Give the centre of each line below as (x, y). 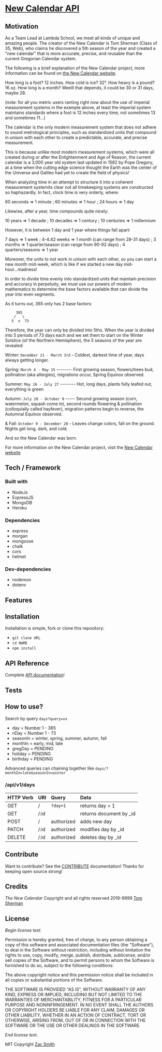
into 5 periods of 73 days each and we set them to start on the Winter (74, 335)
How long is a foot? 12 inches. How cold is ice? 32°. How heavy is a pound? (80, 82)
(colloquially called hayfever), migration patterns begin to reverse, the (74, 409)
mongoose (23, 541)
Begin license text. (23, 930)
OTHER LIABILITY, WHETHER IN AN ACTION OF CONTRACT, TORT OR (75, 1015)
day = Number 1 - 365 (34, 728)
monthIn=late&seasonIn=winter (36, 773)
